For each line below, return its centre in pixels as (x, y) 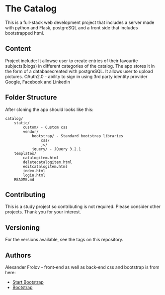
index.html (34, 171)
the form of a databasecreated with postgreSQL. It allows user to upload (79, 71)
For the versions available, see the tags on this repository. (64, 240)
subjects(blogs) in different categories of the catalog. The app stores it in (80, 66)
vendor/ (31, 132)
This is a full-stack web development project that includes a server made (80, 22)
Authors (18, 255)
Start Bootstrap (28, 282)
